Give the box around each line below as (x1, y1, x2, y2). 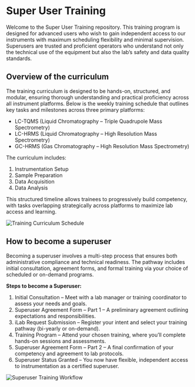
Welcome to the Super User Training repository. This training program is (6, 24, 180, 31)
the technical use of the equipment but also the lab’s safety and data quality (6, 48, 190, 55)
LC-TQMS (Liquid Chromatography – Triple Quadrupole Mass (14, 118, 163, 125)
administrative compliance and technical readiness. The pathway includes (6, 258, 185, 265)
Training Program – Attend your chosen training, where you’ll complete (14, 331, 186, 338)
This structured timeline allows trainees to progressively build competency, (6, 195, 188, 202)
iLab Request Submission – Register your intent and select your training (14, 319, 187, 326)
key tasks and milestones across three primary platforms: (6, 106, 145, 113)
